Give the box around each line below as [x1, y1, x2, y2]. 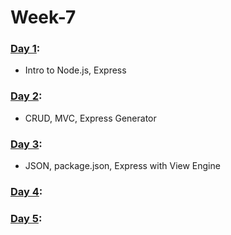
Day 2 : [10, 89, 43, 103]
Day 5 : [10, 211, 43, 225]
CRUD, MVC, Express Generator [24, 112, 157, 124]
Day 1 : [10, 42, 41, 56]
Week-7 [10, 6, 77, 29]
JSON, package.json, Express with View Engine [24, 160, 221, 172]
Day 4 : [10, 185, 43, 198]
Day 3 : [10, 137, 43, 151]
